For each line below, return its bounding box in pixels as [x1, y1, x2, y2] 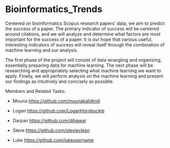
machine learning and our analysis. [5, 47, 78, 53]
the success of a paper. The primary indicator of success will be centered [5, 25, 159, 31]
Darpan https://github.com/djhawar [12, 117, 87, 123]
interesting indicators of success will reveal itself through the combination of [5, 41, 165, 47]
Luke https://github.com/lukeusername [12, 137, 94, 143]
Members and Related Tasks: [5, 88, 66, 94]
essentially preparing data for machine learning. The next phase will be [5, 62, 153, 68]
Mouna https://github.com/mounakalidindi [12, 97, 100, 104]
